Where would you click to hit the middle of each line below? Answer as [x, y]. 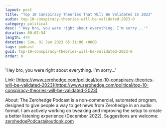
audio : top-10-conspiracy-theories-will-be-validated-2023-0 [70, 19]
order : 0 [14, 56]
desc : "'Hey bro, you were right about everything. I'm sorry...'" [77, 28]
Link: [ [12, 80]
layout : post [19, 10]
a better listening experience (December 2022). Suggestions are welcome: [82, 116]
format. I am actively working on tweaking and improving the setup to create [83, 111]
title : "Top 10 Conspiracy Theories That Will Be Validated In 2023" [79, 14]
